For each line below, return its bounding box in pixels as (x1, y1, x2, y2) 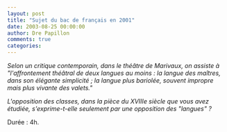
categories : (7, 42, 42, 49)
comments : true (7, 36, 51, 43)
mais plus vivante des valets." (7, 84, 93, 92)
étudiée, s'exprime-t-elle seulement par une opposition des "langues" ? (7, 105, 212, 113)
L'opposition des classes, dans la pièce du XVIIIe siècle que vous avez (7, 97, 210, 105)
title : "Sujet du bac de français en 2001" (7, 17, 135, 24)
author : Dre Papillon (7, 29, 70, 37)
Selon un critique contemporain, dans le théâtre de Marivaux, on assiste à (7, 62, 220, 69)
